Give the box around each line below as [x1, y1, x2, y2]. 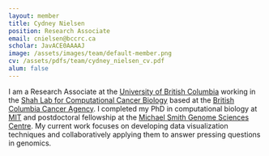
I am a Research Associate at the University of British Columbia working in [8, 86, 256, 96]
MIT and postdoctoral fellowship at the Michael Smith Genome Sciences [8, 112, 250, 122]
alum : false [8, 65, 49, 73]
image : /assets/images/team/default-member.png [8, 49, 173, 57]
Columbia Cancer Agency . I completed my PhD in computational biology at [8, 103, 258, 113]
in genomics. [8, 138, 52, 148]
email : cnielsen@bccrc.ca [8, 34, 96, 43]
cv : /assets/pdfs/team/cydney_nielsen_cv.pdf [8, 57, 164, 65]
